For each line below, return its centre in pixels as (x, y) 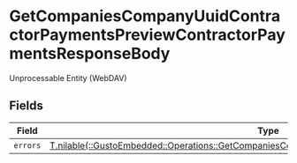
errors (27, 145)
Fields (27, 106)
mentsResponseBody (90, 54)
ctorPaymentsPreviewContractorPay (147, 35)
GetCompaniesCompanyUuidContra (145, 16)
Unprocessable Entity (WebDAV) (68, 78)
